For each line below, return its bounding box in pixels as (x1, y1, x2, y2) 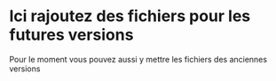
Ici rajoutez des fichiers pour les (9, 6, 251, 26)
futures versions (9, 25, 134, 45)
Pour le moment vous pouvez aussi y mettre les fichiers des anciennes (9, 54, 268, 64)
